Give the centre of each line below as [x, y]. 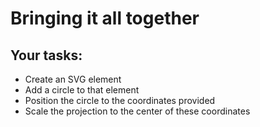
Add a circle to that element [82, 90]
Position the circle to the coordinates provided [120, 100]
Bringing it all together [105, 18]
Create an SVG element [73, 79]
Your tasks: [46, 55]
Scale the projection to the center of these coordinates [137, 111]
